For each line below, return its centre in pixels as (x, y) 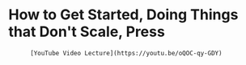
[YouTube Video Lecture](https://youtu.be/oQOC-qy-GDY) (126, 53)
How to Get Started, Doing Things (123, 15)
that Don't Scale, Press (87, 32)
